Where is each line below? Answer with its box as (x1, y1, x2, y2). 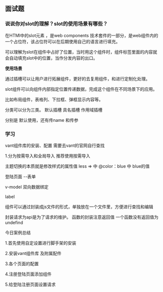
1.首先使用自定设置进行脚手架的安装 (5, 240, 76, 246)
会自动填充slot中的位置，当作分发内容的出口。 (5, 55, 98, 61)
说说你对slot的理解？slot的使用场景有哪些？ (5, 20, 108, 27)
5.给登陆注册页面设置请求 (5, 281, 56, 287)
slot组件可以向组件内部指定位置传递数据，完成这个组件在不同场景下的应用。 (5, 86, 157, 92)
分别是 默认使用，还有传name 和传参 (5, 117, 79, 123)
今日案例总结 (5, 230, 31, 235)
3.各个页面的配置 (5, 260, 39, 267)
